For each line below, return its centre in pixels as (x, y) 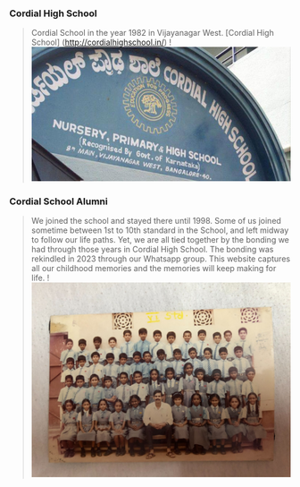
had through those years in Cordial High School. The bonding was (152, 249)
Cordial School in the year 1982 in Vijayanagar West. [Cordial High (152, 33)
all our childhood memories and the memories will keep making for (154, 268)
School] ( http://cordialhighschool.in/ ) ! (101, 42)
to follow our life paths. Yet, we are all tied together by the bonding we (160, 239)
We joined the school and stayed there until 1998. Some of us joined (156, 220)
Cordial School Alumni (59, 201)
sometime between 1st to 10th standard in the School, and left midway (160, 230)
